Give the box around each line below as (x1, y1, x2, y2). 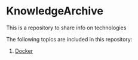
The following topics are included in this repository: (6, 35, 133, 43)
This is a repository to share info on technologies (6, 24, 127, 31)
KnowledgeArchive (6, 4, 103, 18)
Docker (14, 47, 33, 55)
